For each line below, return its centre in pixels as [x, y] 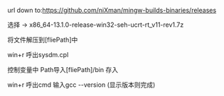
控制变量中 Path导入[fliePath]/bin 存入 [63, 70]
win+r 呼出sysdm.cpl [38, 55]
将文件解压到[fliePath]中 [43, 40]
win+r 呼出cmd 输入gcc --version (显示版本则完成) [81, 85]
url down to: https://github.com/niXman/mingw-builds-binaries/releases [112, 10]
